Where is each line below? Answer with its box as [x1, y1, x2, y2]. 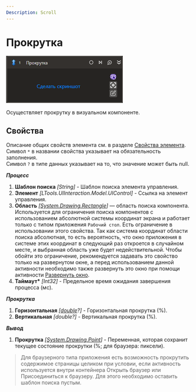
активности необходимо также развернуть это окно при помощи [14, 265, 180, 272]
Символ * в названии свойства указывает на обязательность [6, 148, 161, 155]
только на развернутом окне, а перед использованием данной [14, 259, 174, 266]
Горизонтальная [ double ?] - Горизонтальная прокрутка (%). [14, 307, 168, 314]
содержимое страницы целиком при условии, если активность [20, 360, 181, 367]
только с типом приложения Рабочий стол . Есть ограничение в [14, 221, 173, 228]
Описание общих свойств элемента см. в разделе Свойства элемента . [6, 142, 186, 149]
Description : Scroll [6, 9, 57, 15]
